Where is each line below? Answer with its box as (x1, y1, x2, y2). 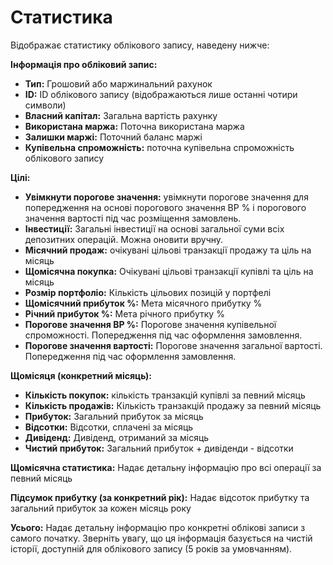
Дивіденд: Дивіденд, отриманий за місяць (24, 431, 210, 443)
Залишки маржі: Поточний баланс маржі (24, 131, 203, 143)
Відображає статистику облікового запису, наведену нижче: (10, 39, 270, 51)
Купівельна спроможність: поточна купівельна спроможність (24, 141, 295, 153)
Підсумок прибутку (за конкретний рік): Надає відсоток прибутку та (10, 491, 310, 503)
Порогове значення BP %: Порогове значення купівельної (24, 318, 277, 330)
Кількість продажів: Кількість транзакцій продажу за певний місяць (24, 399, 322, 411)
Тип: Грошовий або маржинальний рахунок (24, 77, 213, 90)
